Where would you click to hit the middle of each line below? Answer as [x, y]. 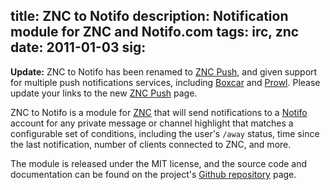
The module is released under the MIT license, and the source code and [159, 163]
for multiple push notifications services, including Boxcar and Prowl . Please [165, 82]
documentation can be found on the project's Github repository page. [153, 174]
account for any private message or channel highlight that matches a [152, 123]
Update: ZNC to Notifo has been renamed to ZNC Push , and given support [164, 71]
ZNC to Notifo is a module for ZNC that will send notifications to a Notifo [159, 112]
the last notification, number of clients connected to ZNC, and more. [151, 144]
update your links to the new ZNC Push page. [104, 93]
